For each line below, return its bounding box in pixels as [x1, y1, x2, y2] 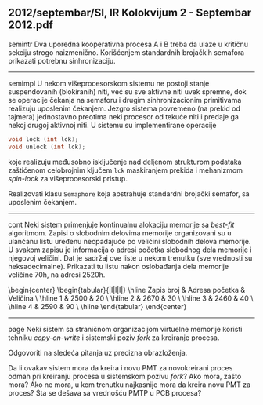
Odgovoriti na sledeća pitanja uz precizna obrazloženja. [8, 348, 188, 357]
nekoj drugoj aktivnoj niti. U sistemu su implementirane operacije [8, 120, 217, 130]
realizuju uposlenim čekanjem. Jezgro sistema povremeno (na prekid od [8, 104, 240, 113]
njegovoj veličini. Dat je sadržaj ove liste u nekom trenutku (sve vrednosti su [8, 253, 253, 262]
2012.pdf [8, 19, 53, 32]
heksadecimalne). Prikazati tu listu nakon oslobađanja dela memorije [8, 261, 229, 271]
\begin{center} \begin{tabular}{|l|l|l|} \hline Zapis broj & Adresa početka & [8, 285, 246, 294]
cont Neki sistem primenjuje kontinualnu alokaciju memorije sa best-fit [8, 220, 235, 229]
